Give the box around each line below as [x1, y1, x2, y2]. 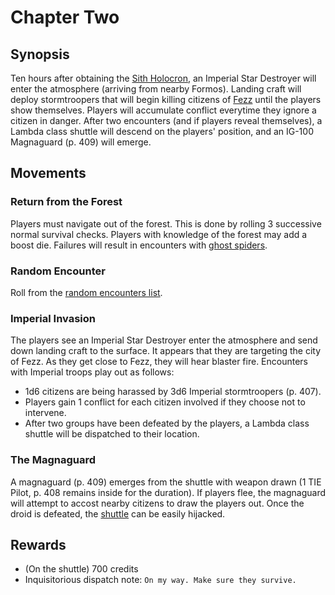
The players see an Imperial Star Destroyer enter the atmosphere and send [10, 334, 318, 346]
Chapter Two [10, 6, 120, 29]
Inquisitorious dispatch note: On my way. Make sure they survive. [24, 574, 297, 586]
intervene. [24, 407, 67, 419]
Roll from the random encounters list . [10, 286, 163, 298]
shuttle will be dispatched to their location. [24, 428, 200, 440]
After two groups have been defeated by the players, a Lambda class [24, 417, 310, 430]
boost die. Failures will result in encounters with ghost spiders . [10, 239, 268, 251]
